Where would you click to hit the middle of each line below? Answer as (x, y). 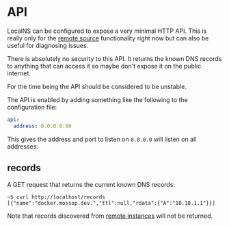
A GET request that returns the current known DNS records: (91, 184)
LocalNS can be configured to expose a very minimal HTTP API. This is (107, 31)
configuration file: (32, 107)
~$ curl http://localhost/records (56, 197)
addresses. (23, 146)
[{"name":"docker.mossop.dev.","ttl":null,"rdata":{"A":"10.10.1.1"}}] (111, 203)
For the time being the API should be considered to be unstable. (97, 86)
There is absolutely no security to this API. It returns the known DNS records (114, 58)
